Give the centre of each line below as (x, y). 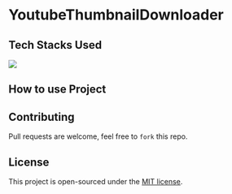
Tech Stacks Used (55, 45)
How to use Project (57, 90)
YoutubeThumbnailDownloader (116, 15)
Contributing (42, 116)
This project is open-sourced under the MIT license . (96, 182)
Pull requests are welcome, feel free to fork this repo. (98, 136)
